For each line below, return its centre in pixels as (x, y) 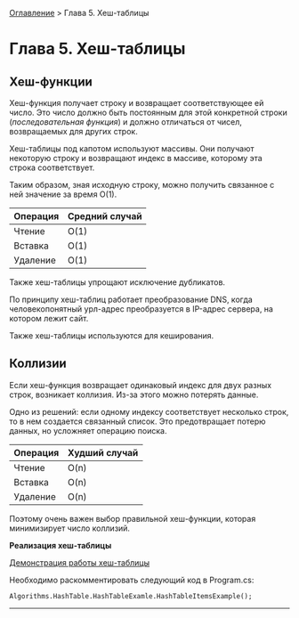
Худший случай (103, 452)
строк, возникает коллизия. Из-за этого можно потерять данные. (134, 394)
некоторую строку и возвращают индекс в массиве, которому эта (136, 158)
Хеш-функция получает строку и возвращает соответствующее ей (137, 103)
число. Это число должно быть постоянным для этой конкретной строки (148, 112)
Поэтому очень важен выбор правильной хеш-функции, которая (133, 518)
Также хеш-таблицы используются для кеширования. (112, 336)
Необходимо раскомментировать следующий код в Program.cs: (132, 580)
